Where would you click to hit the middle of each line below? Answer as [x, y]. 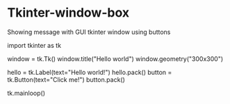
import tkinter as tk [34, 45]
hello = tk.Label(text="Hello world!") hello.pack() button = [90, 72]
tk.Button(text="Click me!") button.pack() [66, 79]
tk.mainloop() [26, 93]
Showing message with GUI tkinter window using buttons [89, 32]
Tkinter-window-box [68, 13]
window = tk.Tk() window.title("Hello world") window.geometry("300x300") [115, 59]
